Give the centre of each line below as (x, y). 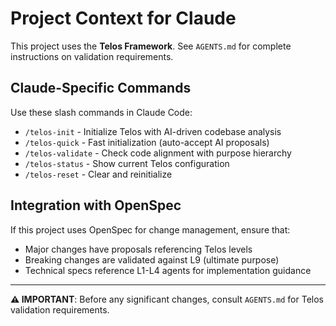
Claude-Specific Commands (101, 88)
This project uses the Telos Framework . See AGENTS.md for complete (151, 46)
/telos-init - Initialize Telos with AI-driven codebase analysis (153, 131)
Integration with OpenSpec (96, 205)
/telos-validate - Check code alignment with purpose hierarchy (158, 153)
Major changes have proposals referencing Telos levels (138, 249)
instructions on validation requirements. (92, 56)
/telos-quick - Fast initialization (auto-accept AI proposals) (147, 142)
